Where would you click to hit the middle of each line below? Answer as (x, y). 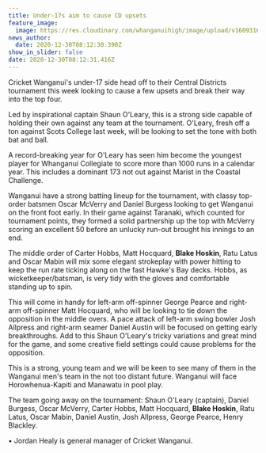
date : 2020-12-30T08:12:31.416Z (61, 60)
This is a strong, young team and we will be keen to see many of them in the (132, 367)
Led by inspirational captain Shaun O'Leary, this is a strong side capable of (130, 114)
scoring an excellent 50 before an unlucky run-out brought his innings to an (131, 229)
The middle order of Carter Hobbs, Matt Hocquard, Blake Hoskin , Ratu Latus (133, 253)
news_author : (30, 38)
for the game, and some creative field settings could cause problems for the (132, 344)
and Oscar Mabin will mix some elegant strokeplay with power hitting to (125, 261)
